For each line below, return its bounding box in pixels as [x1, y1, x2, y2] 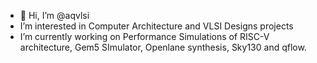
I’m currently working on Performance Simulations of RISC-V [19, 31, 270, 42]
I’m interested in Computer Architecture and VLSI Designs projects [19, 20, 294, 32]
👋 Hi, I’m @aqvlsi [19, 10, 90, 21]
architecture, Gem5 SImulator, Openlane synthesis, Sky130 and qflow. [19, 41, 307, 53]
